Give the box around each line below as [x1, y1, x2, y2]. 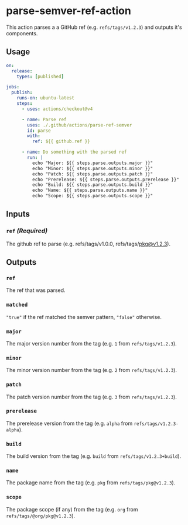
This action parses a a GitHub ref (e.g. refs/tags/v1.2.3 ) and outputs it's [6, 24, 183, 31]
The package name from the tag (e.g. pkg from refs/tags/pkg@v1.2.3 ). [6, 479, 176, 486]
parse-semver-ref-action [6, 4, 132, 18]
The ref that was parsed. [6, 287, 66, 294]
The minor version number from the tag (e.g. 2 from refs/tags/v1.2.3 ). [6, 367, 177, 374]
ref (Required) [6, 227, 48, 235]
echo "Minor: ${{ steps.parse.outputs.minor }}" [32, 165, 153, 171]
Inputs [6, 209, 30, 219]
